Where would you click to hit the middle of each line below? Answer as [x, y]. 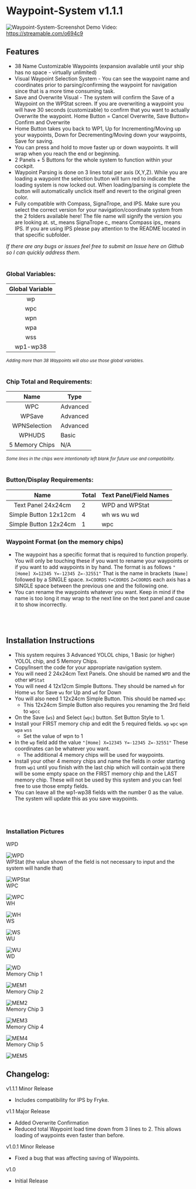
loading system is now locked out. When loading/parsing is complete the [102, 185]
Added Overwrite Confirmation [51, 1123]
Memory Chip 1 [24, 974]
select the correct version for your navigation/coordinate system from [99, 209]
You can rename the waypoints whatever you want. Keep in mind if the [99, 592]
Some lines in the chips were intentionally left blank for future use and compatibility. [90, 459]
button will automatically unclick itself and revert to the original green [98, 191]
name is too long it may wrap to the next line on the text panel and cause [102, 598]
